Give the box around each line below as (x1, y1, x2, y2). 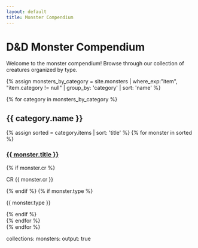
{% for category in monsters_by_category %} (6, 96, 118, 103)
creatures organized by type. (6, 66, 78, 74)
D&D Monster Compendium (6, 40, 145, 54)
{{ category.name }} (6, 113, 83, 123)
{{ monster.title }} (6, 150, 59, 159)
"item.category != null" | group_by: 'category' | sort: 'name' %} (6, 84, 162, 92)
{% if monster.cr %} (6, 164, 56, 171)
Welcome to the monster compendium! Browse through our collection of (6, 60, 184, 67)
